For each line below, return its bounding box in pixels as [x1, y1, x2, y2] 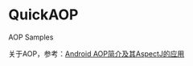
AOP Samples [8, 32, 54, 42]
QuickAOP [8, 6, 79, 24]
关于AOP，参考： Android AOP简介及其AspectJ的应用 [8, 48, 185, 58]
